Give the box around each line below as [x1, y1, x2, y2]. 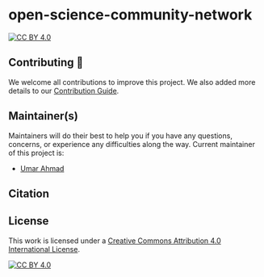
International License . [8, 244, 81, 254]
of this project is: [8, 148, 65, 157]
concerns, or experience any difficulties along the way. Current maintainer [8, 139, 256, 149]
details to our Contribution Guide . [8, 86, 119, 95]
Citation [8, 187, 50, 200]
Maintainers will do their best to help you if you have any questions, [8, 131, 233, 141]
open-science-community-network [8, 6, 253, 24]
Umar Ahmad [19, 163, 65, 173]
